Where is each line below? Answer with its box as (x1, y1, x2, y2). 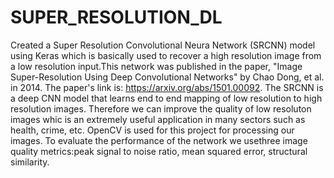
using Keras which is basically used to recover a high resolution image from (10, 49, 322, 61)
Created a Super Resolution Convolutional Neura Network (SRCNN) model (10, 39, 316, 51)
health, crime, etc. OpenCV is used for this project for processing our (10, 124, 295, 136)
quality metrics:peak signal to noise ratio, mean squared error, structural (10, 145, 308, 157)
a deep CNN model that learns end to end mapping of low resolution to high (10, 92, 323, 104)
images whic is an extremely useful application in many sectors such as (10, 113, 306, 125)
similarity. (10, 156, 50, 168)
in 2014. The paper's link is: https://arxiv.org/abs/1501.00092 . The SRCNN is (10, 81, 324, 93)
